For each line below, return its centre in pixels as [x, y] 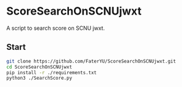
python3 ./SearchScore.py [39, 78]
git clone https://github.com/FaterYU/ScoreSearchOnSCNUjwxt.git [91, 61]
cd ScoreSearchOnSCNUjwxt [39, 67]
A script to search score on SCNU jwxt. [56, 28]
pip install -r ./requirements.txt [52, 72]
